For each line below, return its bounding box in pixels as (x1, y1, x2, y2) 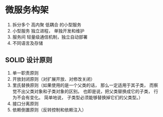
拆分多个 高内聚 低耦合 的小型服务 (12, 22, 82, 28)
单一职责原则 (12, 70, 39, 76)
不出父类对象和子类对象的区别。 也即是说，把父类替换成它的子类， (16, 88, 153, 94)
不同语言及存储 (12, 40, 43, 46)
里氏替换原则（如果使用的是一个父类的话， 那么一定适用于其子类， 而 (12, 82, 154, 88)
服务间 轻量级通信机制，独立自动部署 (12, 34, 88, 40)
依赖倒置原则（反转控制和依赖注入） (12, 107, 87, 113)
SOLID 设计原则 (5, 56, 53, 64)
